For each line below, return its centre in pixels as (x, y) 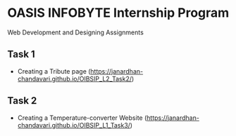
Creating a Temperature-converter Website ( (82, 118)
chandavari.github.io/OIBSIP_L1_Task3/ (74, 125)
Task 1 (21, 54)
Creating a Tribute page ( (54, 71)
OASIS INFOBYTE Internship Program (118, 13)
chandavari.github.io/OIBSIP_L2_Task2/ (75, 79)
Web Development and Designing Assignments (76, 32)
